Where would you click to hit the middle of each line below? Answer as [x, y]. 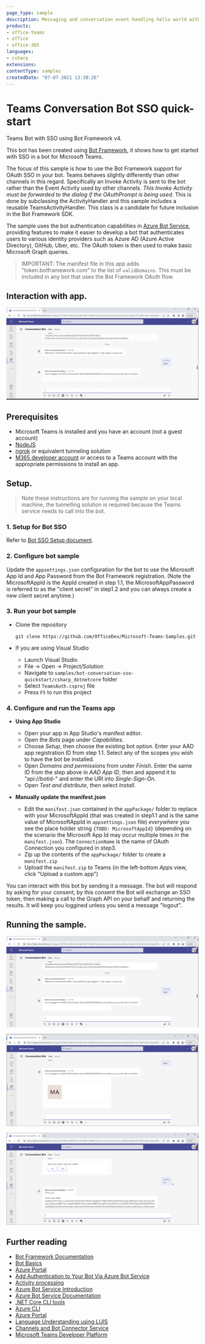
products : [19, 26]
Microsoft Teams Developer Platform [61, 1335]
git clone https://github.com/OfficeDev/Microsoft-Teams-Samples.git [106, 636]
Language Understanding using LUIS [61, 1322]
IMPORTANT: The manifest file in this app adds [80, 264]
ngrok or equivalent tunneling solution [63, 451]
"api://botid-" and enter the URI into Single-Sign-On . [90, 779]
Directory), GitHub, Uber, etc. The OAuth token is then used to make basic [99, 245]
